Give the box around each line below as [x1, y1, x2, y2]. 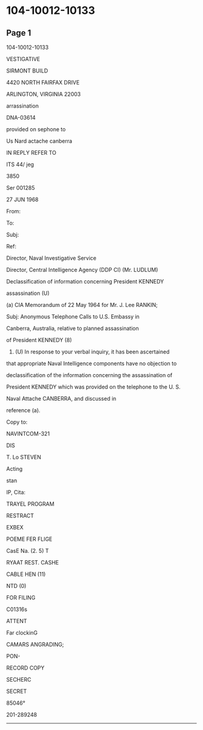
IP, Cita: [6, 489, 26, 496]
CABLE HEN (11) [6, 570, 46, 578]
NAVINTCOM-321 [6, 430, 50, 437]
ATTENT [6, 618, 27, 624]
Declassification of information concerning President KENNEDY [6, 278, 164, 285]
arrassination [6, 102, 39, 109]
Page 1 [6, 28, 31, 38]
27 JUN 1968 [6, 196, 39, 203]
